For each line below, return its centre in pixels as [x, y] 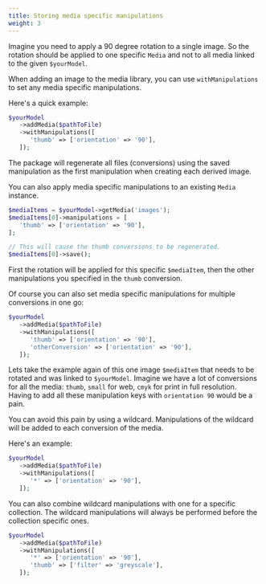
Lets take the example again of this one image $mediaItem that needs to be [131, 370]
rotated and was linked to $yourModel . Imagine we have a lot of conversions [133, 378]
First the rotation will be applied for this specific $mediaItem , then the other [131, 270]
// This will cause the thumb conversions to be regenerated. [115, 247]
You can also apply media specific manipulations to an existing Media [122, 186]
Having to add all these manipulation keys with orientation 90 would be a [131, 395]
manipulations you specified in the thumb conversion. [96, 279]
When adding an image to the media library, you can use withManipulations [133, 79]
